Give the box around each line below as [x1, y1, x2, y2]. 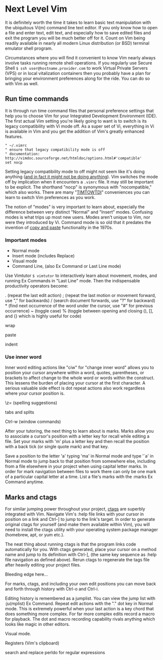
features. [5, 133, 23, 139]
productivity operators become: [5, 283, 69, 289]
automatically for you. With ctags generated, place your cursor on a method [5, 547, 157, 552]
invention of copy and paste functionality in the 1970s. [5, 224, 113, 230]
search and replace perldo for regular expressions [5, 650, 105, 656]
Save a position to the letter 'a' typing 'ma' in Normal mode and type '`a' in [5, 453, 154, 459]
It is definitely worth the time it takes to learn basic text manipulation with [5, 19, 151, 25]
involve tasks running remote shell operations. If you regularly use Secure [5, 60, 152, 66]
